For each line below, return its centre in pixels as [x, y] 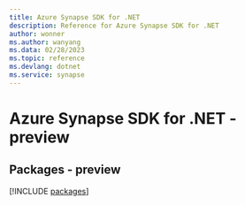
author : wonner [37, 34]
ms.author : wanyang [45, 42]
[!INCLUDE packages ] [49, 191]
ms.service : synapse [47, 75]
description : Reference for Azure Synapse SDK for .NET [114, 26]
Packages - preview [65, 170]
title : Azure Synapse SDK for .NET [75, 17]
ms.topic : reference [47, 58]
